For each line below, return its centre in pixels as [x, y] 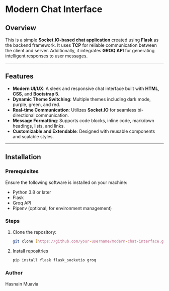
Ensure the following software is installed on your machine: [66, 182]
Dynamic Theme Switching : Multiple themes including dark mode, [81, 99]
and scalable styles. [33, 136]
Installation [23, 157]
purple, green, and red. [36, 105]
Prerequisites [22, 171]
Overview [21, 28]
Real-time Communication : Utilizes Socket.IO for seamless [74, 110]
